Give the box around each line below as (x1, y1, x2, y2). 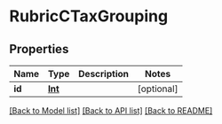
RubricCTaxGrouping (9, 6, 169, 27)
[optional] (137, 82, 178, 95)
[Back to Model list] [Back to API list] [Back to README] (9, 105, 213, 116)
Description (78, 68, 129, 80)
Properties (9, 42, 69, 57)
